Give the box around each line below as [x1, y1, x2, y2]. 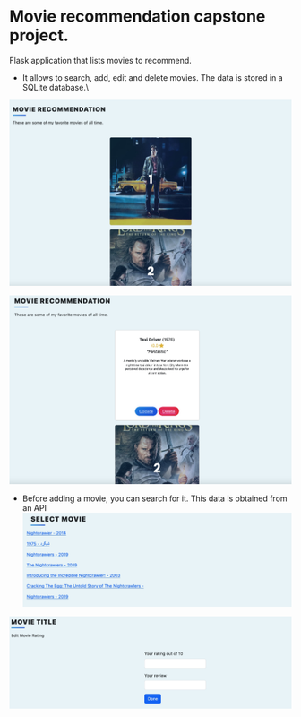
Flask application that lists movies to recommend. [9, 55, 193, 65]
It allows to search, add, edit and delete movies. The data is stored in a [21, 72, 284, 82]
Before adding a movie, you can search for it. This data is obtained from [21, 493, 288, 504]
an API [21, 503, 47, 514]
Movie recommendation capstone [9, 6, 266, 27]
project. [9, 25, 69, 46]
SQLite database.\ [21, 82, 90, 92]
